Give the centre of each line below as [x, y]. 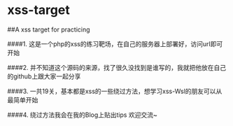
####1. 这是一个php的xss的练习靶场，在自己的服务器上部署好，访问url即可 [115, 43]
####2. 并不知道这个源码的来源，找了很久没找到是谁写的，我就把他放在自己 [116, 67]
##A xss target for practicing [49, 29]
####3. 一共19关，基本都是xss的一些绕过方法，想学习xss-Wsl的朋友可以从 [115, 91]
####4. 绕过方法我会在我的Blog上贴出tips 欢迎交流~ [82, 115]
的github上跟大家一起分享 [44, 76]
